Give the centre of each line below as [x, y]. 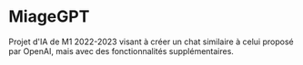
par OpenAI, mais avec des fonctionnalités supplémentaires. [121, 51]
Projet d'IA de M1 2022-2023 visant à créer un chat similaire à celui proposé [151, 42]
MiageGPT [49, 17]
